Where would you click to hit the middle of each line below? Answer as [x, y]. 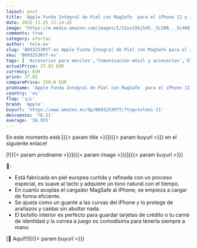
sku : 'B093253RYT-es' [33, 55]
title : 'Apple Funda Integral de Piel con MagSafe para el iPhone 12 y [97, 17]
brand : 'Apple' [25, 104]
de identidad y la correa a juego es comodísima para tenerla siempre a [100, 221]
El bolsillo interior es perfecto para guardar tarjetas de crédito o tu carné [102, 215]
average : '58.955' [28, 121]
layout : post [22, 11]
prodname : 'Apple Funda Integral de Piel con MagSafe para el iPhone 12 [98, 88]
